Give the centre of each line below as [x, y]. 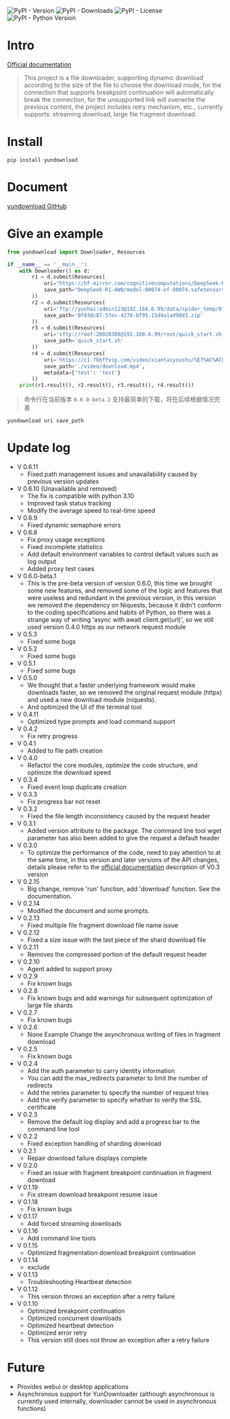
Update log [39, 448]
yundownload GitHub [37, 206]
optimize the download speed [69, 773]
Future [26, 1368]
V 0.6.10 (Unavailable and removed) [67, 489]
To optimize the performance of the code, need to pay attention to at [124, 853]
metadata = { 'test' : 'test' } [82, 373]
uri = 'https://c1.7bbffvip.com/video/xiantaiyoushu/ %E [122, 360]
